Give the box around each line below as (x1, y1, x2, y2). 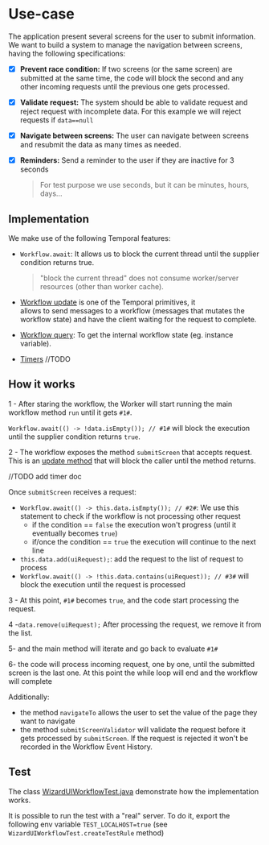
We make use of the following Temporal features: (8, 234, 171, 242)
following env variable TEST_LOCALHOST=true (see (8, 819, 168, 829)
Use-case (8, 5, 75, 23)
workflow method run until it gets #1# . (8, 408, 132, 417)
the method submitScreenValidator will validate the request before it (19, 724, 247, 734)
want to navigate (19, 716, 75, 726)
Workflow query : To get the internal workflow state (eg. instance (19, 330, 234, 339)
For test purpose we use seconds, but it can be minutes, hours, (39, 180, 250, 190)
